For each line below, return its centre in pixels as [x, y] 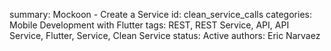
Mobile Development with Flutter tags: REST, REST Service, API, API [149, 25]
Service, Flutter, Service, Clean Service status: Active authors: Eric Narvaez [165, 35]
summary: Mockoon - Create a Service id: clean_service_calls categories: [160, 14]
